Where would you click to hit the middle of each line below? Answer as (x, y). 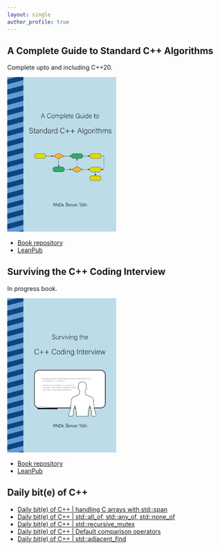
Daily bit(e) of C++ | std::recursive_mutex (76, 524)
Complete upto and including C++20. (60, 68)
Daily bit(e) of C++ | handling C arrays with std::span (92, 509)
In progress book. (32, 288)
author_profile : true (38, 22)
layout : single (29, 15)
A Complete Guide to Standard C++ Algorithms (110, 51)
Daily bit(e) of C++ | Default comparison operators (89, 531)
